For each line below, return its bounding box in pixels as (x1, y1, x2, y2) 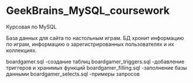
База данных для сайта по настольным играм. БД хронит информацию (6, 34, 184, 41)
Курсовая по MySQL (6, 23, 57, 30)
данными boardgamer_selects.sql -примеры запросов (6, 70, 140, 77)
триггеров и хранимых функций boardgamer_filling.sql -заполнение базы (6, 64, 187, 71)
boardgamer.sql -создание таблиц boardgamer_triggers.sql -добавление (6, 58, 185, 65)
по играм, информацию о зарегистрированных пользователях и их (6, 41, 174, 48)
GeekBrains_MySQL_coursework (6, 4, 170, 17)
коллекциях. (6, 46, 37, 53)
